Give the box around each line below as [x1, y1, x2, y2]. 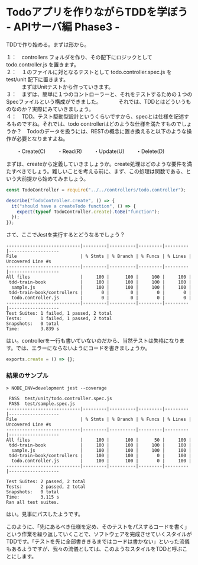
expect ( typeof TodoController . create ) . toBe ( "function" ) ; [17, 209, 160, 215]
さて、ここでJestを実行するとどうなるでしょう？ [6, 231, 125, 238]
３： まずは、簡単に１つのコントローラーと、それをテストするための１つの [6, 90, 193, 98]
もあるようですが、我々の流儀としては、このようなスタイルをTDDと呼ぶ [6, 545, 183, 553]
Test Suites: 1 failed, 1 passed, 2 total [6, 311, 112, 317]
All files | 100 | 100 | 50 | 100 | [6, 437, 192, 443]
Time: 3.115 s [6, 494, 60, 500]
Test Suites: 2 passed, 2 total [6, 478, 86, 485]
